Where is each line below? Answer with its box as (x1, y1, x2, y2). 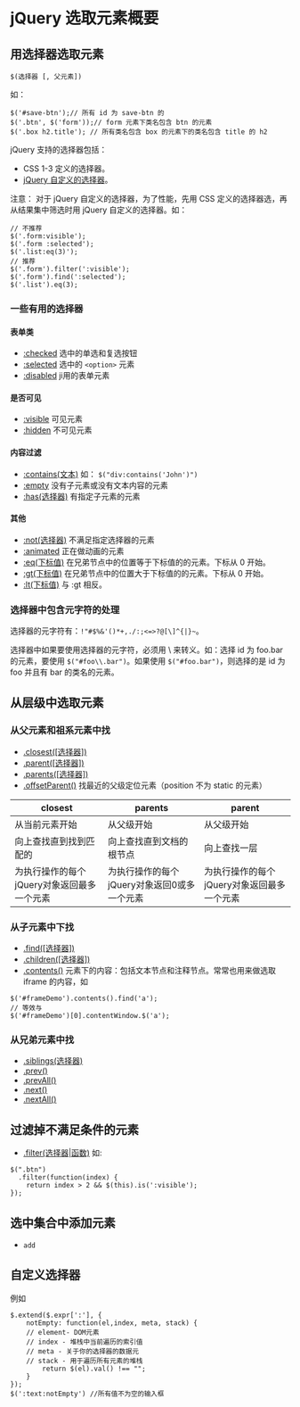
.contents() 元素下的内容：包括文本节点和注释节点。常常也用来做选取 (22, 965, 277, 976)
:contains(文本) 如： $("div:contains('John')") (22, 468, 199, 479)
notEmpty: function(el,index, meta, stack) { (26, 1318, 199, 1328)
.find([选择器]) (22, 943, 75, 954)
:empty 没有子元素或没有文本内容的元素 (22, 479, 168, 491)
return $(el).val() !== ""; (42, 1364, 146, 1373)
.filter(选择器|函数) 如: (22, 1147, 102, 1158)
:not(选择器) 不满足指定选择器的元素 (22, 534, 155, 545)
